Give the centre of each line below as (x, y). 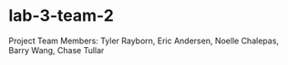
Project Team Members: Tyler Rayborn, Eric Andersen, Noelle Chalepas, (144, 41)
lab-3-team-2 (62, 16)
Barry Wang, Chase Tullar (57, 50)
